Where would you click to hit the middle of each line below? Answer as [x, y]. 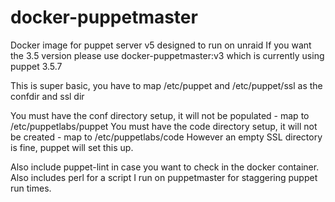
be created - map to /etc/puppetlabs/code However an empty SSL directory [166, 137]
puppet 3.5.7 [36, 66]
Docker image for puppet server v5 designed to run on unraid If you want [161, 45]
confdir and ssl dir [47, 96]
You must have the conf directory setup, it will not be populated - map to [160, 115]
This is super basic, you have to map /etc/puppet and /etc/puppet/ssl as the [166, 85]
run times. [31, 188]
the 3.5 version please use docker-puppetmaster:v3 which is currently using [167, 55]
